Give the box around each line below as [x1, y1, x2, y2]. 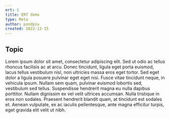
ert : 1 [5, 7, 19, 13]
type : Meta [5, 17, 28, 22]
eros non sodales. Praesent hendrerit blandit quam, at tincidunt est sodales [5, 96, 162, 102]
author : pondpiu [5, 21, 40, 27]
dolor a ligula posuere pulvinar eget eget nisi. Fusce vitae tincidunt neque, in [5, 74, 165, 81]
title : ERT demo [5, 12, 40, 17]
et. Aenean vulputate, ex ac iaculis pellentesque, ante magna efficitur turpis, [5, 101, 164, 107]
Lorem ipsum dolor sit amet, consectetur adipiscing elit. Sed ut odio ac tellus [5, 58, 165, 64]
